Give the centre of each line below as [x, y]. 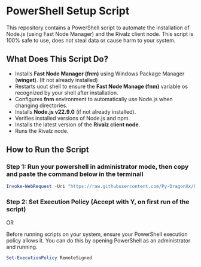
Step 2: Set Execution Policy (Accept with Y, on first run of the [98, 202]
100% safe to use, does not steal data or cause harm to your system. [91, 40]
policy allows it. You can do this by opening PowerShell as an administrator [98, 240]
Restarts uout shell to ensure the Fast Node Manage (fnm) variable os [101, 86]
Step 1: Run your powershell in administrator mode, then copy [98, 167]
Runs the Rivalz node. [42, 131]
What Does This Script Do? [57, 59]
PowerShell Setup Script [68, 11]
